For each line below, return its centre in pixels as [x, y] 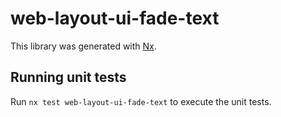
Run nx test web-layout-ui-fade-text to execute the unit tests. [141, 101]
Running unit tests [68, 77]
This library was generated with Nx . [83, 46]
